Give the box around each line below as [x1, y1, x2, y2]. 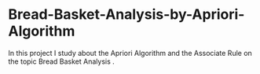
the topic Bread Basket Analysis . [8, 57, 115, 66]
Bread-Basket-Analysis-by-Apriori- [8, 6, 245, 24]
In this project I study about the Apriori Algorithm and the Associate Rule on [8, 48, 253, 57]
